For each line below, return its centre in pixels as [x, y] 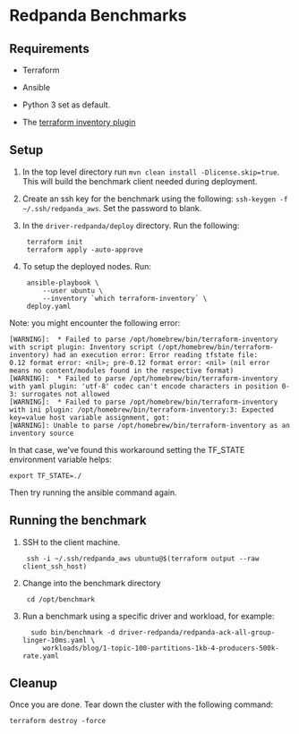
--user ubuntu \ [73, 290]
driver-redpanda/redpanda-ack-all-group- [197, 632]
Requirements [49, 49]
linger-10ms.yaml [55, 640]
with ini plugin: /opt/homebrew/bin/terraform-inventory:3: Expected [142, 410]
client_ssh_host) [55, 566]
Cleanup [34, 683]
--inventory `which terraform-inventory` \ [125, 298]
